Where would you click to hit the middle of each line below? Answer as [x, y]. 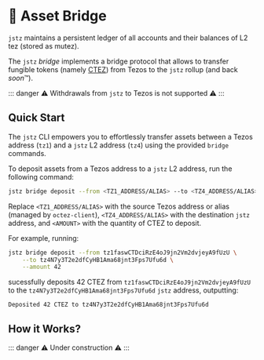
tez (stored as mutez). [44, 45]
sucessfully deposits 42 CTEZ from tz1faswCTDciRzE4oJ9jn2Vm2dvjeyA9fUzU [130, 282]
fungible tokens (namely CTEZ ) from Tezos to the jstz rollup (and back [123, 69]
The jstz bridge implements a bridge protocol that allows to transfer [119, 61]
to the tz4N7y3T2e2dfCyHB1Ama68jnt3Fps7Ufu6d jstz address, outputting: [123, 290]
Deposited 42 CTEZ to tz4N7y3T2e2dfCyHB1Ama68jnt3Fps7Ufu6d [109, 305]
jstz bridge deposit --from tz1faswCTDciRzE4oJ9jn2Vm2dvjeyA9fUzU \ [123, 253]
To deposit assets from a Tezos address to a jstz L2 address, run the [120, 169]
